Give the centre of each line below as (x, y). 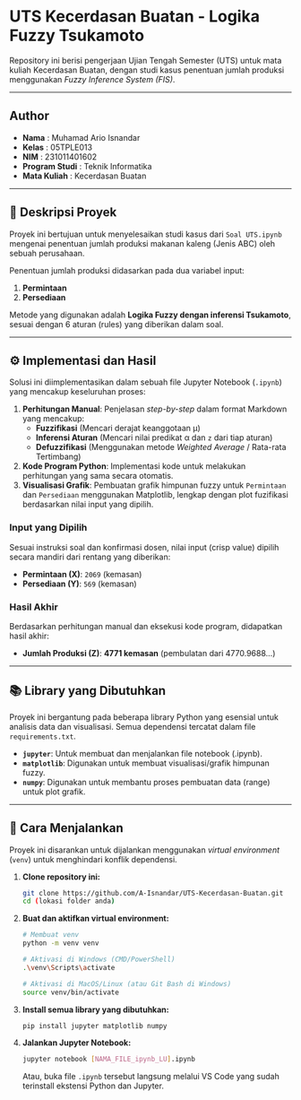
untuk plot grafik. (54, 792)
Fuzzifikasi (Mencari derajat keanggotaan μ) (118, 429)
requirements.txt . (43, 736)
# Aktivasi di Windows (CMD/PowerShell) (99, 960)
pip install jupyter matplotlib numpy (95, 1026)
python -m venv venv (60, 943)
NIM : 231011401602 (60, 156)
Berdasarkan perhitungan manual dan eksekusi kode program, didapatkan (146, 626)
